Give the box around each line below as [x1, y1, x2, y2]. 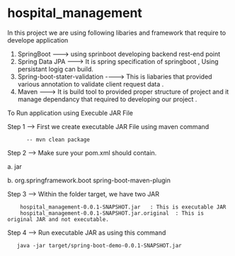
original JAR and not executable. [7, 216, 110, 223]
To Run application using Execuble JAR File [7, 108, 133, 117]
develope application [7, 35, 69, 44]
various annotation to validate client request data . [17, 79, 164, 88]
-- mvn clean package [25, 136, 91, 143]
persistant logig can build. [17, 65, 93, 73]
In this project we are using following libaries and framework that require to [7, 28, 227, 37]
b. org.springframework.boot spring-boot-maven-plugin [7, 176, 171, 184]
